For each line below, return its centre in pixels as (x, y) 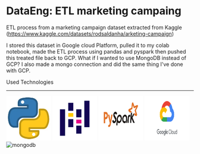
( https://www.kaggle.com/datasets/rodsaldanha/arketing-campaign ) (90, 33)
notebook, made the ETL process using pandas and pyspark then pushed (96, 51)
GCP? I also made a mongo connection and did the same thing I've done (95, 64)
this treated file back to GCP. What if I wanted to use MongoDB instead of (96, 58)
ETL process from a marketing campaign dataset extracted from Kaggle (94, 27)
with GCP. (18, 70)
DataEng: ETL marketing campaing (94, 11)
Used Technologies (30, 82)
